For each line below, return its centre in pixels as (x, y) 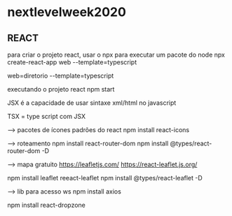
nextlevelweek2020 (67, 12)
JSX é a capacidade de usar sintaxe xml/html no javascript (92, 103)
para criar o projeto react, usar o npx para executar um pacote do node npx (116, 55)
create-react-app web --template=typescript (72, 62)
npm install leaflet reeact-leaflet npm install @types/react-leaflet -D (105, 178)
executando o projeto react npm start (61, 89)
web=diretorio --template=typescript (61, 75)
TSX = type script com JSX (47, 116)
